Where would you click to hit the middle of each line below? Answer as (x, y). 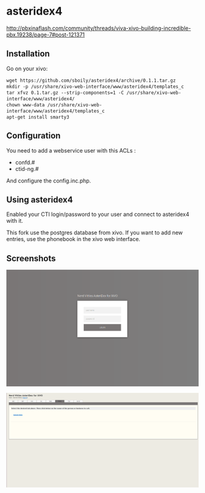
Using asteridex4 (40, 200)
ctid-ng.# (27, 168)
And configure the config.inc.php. (49, 181)
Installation (28, 54)
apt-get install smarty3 (38, 117)
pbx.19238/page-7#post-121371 (46, 34)
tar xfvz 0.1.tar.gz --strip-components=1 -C (65, 93)
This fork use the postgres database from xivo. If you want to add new (95, 232)
